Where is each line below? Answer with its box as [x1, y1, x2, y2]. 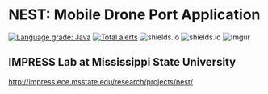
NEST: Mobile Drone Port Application [8, 6, 261, 24]
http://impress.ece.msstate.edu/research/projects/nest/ [8, 76, 194, 86]
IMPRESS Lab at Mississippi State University [8, 55, 237, 69]
